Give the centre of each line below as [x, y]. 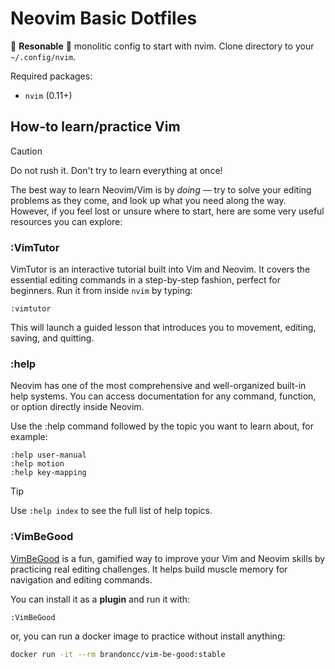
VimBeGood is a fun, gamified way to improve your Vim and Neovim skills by [168, 558]
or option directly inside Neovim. [77, 407]
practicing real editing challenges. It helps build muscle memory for [149, 569]
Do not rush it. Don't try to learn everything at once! [116, 170]
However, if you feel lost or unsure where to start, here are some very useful [167, 211]
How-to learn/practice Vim [95, 127]
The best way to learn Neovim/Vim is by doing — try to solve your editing [161, 189]
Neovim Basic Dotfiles [104, 18]
